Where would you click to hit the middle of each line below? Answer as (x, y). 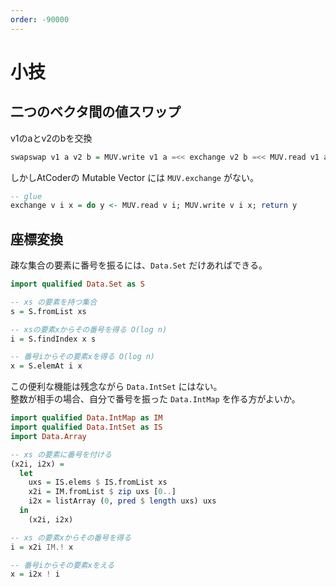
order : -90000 (40, 19)
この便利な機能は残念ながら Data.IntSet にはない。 (116, 387)
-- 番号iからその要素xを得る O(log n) (83, 357)
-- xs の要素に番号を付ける (61, 454)
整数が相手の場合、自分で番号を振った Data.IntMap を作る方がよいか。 (155, 399)
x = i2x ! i (35, 574)
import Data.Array (48, 436)
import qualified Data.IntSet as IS (86, 427)
